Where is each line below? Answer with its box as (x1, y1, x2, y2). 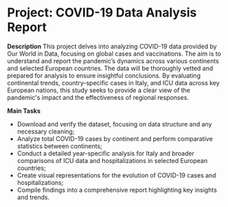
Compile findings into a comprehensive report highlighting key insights (16, 186, 218, 194)
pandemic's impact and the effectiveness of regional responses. (7, 93, 189, 101)
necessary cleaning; (16, 127, 75, 135)
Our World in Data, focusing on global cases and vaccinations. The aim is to (7, 50, 222, 58)
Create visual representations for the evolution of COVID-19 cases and (16, 171, 216, 179)
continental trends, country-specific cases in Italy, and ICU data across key (7, 78, 220, 87)
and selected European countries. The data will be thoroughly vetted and (7, 64, 214, 72)
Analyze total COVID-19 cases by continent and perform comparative (16, 134, 213, 142)
